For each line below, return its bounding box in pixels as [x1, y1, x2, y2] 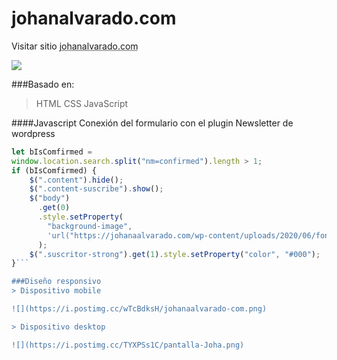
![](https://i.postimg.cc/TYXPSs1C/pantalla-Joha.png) [11, 340, 245, 350]
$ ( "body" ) [29, 193, 71, 204]
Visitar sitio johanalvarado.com [11, 40, 139, 52]
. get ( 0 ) [37, 203, 71, 213]
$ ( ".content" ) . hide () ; [29, 175, 124, 185]
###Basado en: [11, 78, 75, 90]
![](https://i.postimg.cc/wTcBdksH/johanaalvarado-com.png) [11, 304, 268, 314]
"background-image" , [47, 221, 133, 231]
